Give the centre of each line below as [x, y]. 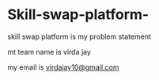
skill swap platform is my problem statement [79, 36]
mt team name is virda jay [49, 51]
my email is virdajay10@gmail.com [63, 67]
